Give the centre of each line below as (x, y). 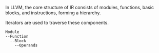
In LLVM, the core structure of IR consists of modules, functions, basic (79, 7)
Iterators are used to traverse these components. (57, 23)
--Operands (26, 45)
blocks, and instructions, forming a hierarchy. (53, 13)
